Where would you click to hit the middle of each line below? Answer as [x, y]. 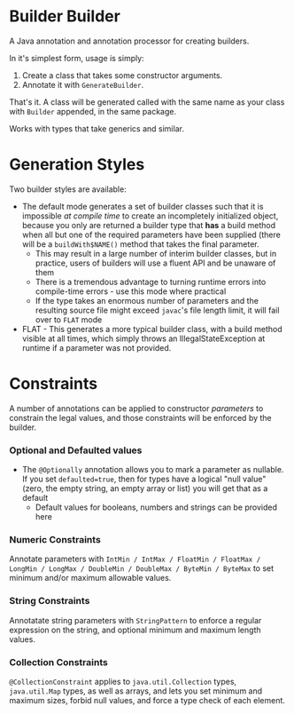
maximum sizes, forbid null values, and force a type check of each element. [147, 700]
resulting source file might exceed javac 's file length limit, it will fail [157, 310]
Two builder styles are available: [68, 189]
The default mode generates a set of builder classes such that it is [143, 206]
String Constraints [50, 601]
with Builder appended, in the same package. [93, 111]
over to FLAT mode [69, 319]
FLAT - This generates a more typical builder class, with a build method [152, 329]
